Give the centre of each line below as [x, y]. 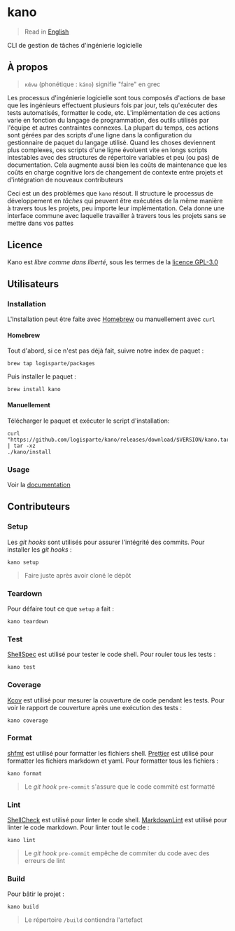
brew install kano [34, 390]
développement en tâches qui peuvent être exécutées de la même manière [115, 201]
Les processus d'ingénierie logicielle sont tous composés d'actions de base [116, 97]
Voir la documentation [39, 484]
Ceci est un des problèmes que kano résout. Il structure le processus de [110, 193]
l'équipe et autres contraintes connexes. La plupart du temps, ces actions [113, 128]
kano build [23, 907]
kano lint [22, 841]
